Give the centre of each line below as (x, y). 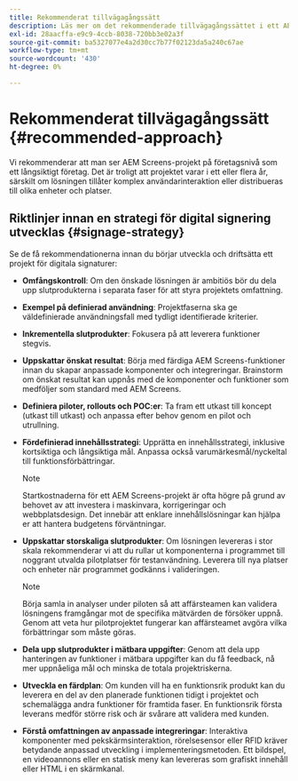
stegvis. (36, 343)
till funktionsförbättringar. (68, 461)
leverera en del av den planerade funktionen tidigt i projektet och (140, 695)
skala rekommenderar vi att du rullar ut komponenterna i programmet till (153, 550)
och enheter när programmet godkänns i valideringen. (121, 569)
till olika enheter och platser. (61, 190)
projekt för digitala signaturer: (63, 263)
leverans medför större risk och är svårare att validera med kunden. (145, 713)
